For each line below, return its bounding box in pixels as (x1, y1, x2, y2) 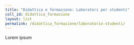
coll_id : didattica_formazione (5, 12, 70, 17)
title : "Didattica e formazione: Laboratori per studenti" (5, 7, 130, 12)
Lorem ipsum (5, 35, 32, 41)
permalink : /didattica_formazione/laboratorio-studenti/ (5, 21, 126, 26)
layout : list (5, 16, 32, 21)
